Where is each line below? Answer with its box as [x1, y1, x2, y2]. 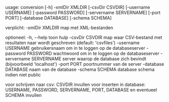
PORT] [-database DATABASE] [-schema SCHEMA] [5, 15, 112, 21]
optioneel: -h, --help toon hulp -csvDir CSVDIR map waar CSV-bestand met [5, 35, 162, 40]
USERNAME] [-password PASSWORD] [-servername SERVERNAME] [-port [5, 10, 160, 16]
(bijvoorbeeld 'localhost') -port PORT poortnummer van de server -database [5, 61, 164, 67]
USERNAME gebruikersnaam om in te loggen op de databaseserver [5, 45, 145, 51]
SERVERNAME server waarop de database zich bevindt [31, 56, 146, 62]
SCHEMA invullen [5, 92, 42, 98]
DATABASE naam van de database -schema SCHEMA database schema [5, 66, 155, 72]
